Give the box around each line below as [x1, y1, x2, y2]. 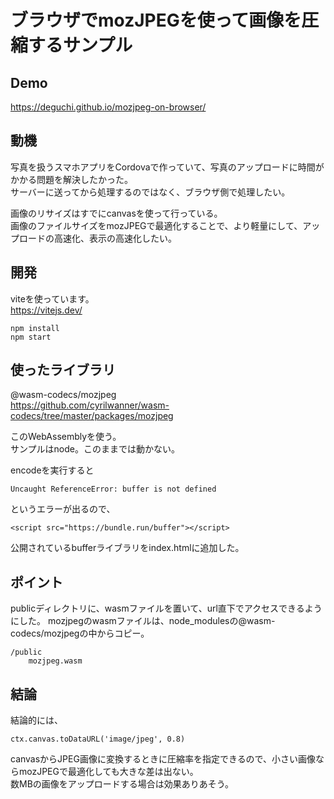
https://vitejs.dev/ [10, 304, 83, 316]
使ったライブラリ [10, 362, 116, 379]
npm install [10, 323, 60, 333]
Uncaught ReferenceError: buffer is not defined [10, 484, 217, 495]
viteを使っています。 [10, 292, 95, 305]
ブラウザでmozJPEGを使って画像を [10, 9, 302, 32]
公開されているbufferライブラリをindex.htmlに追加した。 [10, 542, 245, 554]
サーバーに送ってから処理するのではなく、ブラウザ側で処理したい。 [10, 186, 291, 198]
